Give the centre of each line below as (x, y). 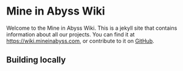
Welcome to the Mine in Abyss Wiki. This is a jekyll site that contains (92, 28)
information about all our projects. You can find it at (71, 34)
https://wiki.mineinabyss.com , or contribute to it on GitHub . (80, 41)
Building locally (36, 60)
